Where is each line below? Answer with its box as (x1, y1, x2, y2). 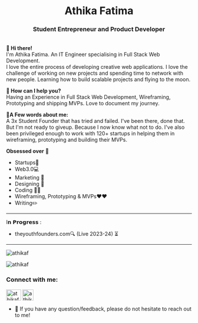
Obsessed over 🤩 (6, 148, 49, 155)
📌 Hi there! (6, 45, 32, 52)
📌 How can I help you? (6, 87, 61, 95)
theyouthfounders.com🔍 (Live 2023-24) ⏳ (14, 231, 119, 238)
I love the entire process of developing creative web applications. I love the (6, 64, 189, 71)
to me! (14, 311, 31, 318)
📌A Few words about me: (6, 111, 69, 118)
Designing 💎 (14, 181, 45, 188)
